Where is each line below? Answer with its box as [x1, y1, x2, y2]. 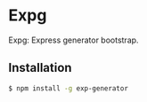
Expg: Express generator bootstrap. [8, 35, 139, 45]
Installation [8, 60, 72, 75]
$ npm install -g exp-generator [8, 83, 128, 93]
